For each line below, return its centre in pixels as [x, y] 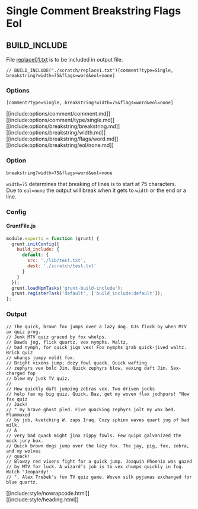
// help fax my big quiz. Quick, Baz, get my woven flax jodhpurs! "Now [98, 394]
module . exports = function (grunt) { [53, 238]
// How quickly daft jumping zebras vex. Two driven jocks [81, 389]
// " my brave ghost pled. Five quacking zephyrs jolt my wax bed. [91, 409]
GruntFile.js [21, 226]
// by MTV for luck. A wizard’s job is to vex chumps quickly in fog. [95, 466]
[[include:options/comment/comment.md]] [58, 114]
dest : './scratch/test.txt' [62, 266]
